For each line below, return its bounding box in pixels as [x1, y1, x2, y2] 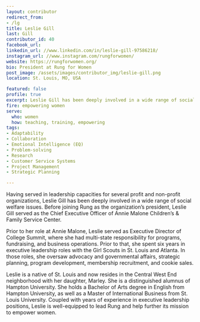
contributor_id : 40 [6, 36, 55, 42]
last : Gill [6, 31, 33, 37]
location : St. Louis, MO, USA [6, 75, 82, 81]
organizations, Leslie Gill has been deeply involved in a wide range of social [6, 197, 192, 205]
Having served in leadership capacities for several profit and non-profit [6, 191, 180, 198]
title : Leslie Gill [6, 25, 55, 32]
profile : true [6, 92, 42, 98]
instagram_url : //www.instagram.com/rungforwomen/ [6, 53, 135, 59]
